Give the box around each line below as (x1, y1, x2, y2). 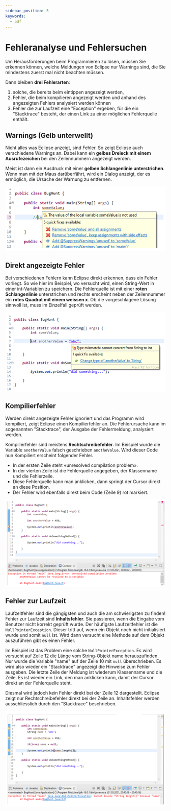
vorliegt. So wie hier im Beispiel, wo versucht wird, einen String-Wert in (5, 280, 154, 286)
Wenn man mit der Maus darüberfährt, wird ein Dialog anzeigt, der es (5, 171, 151, 177)
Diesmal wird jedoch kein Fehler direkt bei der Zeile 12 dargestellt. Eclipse (5, 689, 160, 696)
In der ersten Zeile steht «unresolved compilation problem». (12, 462, 138, 468)
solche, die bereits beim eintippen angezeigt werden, (12, 89, 124, 96)
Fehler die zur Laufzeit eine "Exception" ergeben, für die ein (12, 105, 139, 112)
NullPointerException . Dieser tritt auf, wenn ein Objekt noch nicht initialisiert (5, 626, 166, 633)
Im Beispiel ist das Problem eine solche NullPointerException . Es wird (5, 647, 152, 653)
